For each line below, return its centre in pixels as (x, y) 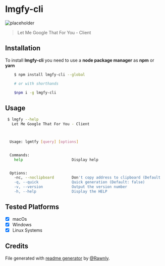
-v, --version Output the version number (71, 187)
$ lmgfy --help (23, 120)
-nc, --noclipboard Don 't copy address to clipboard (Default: (88, 177)
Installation (23, 48)
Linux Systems (27, 230)
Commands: (20, 155)
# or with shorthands (36, 84)
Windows (22, 224)
